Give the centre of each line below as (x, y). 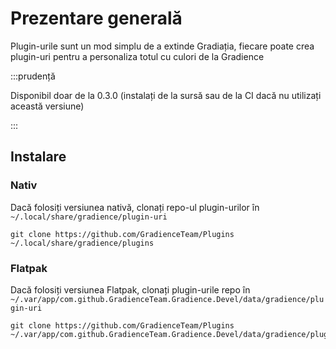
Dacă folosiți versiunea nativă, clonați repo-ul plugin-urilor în (135, 207)
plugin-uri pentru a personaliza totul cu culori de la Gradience (137, 56)
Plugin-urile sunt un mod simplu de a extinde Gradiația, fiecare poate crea (162, 46)
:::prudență (33, 76)
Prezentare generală (96, 18)
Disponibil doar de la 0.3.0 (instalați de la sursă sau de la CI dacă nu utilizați (166, 95)
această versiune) (47, 106)
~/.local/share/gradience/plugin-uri (89, 217)
